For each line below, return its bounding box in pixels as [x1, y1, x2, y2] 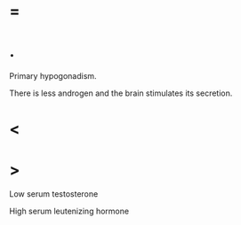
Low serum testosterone [9, 189, 99, 199]
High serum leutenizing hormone [9, 206, 130, 217]
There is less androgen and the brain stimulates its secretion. [9, 88, 233, 98]
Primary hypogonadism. [9, 71, 97, 81]
